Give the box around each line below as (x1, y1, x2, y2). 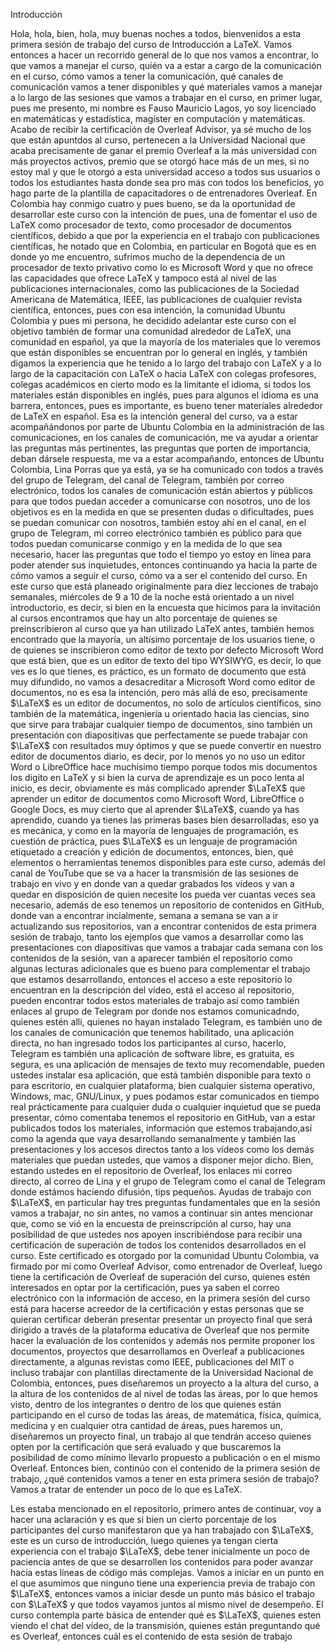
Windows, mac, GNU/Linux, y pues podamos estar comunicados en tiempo (10, 1090, 320, 1102)
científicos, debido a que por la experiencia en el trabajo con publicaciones (10, 230, 320, 241)
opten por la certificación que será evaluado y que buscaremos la (10, 1441, 282, 1453)
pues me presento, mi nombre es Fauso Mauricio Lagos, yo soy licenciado (10, 102, 317, 114)
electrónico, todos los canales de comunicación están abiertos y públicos (10, 485, 313, 496)
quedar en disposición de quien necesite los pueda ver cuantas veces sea (10, 889, 316, 900)
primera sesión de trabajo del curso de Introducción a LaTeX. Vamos (10, 39, 293, 50)
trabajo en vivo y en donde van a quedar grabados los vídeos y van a (10, 878, 295, 889)
